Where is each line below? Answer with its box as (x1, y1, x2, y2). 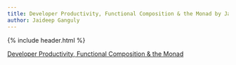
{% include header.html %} (7, 36, 86, 44)
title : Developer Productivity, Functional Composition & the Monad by (7, 10, 221, 17)
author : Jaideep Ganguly (7, 17, 80, 24)
